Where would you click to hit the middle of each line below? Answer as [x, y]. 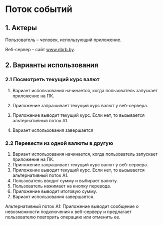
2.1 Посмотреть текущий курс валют [52, 80]
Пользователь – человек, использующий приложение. [63, 40]
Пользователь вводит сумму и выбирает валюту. [65, 180]
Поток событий [39, 9]
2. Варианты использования [52, 65]
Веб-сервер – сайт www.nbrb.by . [40, 49]
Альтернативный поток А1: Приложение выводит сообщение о [72, 206]
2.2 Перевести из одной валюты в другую [59, 143]
